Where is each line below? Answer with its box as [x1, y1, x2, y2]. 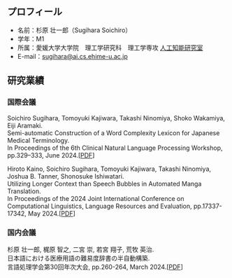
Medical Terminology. [7, 136, 70, 144]
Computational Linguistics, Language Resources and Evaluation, [7, 202, 192, 210]
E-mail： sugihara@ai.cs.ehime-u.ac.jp [17, 52, 128, 60]
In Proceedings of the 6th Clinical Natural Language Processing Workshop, [7, 144, 223, 152]
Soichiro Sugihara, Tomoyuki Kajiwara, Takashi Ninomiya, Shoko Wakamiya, [7, 113, 226, 122]
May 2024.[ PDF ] [27, 209, 75, 218]
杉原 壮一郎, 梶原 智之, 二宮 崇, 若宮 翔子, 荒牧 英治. [7, 245, 154, 253]
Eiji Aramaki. [7, 121, 43, 130]
